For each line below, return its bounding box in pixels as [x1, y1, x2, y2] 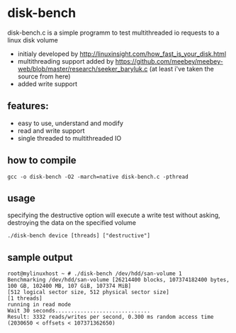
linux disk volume [7, 35, 58, 44]
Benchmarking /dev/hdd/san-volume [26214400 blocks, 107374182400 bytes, [7, 276, 230, 284]
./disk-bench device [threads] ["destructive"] [7, 232, 151, 240]
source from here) [17, 72, 71, 81]
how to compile [7, 154, 77, 167]
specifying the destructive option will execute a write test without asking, [7, 211, 221, 220]
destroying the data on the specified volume [7, 218, 137, 227]
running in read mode [7, 301, 72, 308]
